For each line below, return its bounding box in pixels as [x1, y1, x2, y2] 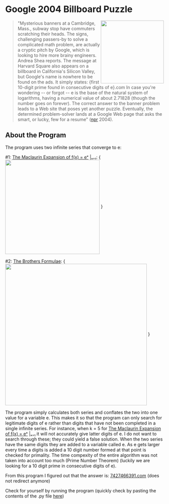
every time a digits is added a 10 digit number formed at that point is [5, 447, 146, 453]
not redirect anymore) [5, 478, 50, 484]
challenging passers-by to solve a [17, 36, 88, 42]
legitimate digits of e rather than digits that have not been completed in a [5, 420, 156, 426]
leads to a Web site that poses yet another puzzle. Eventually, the [17, 106, 153, 112]
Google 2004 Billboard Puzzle [5, 4, 133, 15]
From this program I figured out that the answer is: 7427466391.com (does [5, 472, 159, 478]
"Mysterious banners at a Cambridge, [17, 20, 96, 26]
